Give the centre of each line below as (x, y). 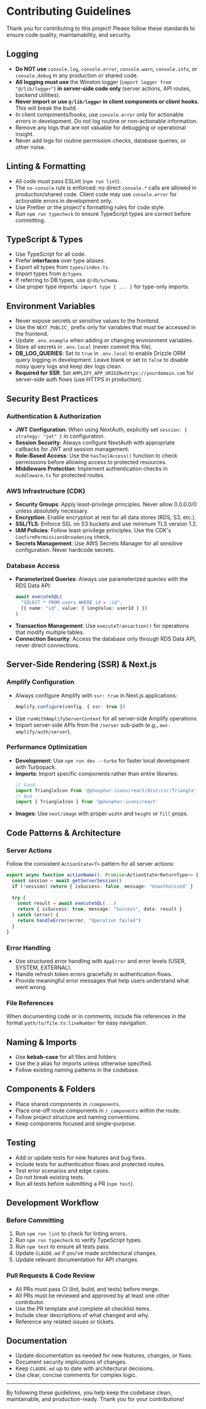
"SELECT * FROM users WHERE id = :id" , (72, 603)
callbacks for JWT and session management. (72, 449)
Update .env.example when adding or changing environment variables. (104, 340)
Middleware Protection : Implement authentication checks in (91, 468)
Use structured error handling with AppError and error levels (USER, (101, 961)
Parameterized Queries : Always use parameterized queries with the (101, 579)
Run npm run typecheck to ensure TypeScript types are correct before (103, 213)
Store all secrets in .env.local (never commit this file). (84, 347)
